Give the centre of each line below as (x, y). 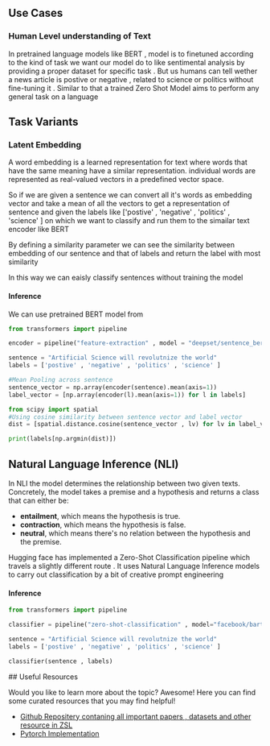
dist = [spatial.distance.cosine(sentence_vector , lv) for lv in (122, 425)
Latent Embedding (45, 145)
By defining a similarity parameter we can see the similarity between (122, 245)
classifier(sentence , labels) (61, 661)
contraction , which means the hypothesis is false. (103, 525)
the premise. (41, 542)
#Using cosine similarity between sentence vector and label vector (125, 417)
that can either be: (39, 501)
